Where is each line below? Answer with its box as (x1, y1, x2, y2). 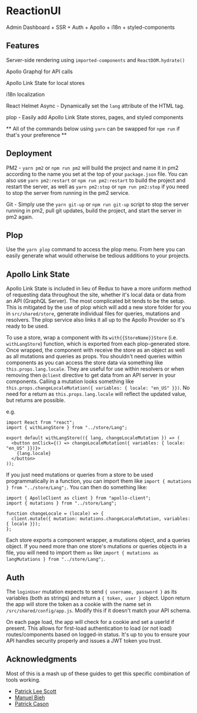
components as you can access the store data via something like (6, 359, 163, 367)
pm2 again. (6, 213, 34, 220)
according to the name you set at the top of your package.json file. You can (6, 170, 188, 178)
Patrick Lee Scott (14, 688, 57, 695)
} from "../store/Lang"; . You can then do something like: (6, 484, 148, 491)
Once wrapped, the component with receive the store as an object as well (6, 346, 185, 354)
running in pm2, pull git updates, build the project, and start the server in (6, 207, 182, 214)
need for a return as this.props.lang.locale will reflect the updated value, (6, 391, 187, 398)
